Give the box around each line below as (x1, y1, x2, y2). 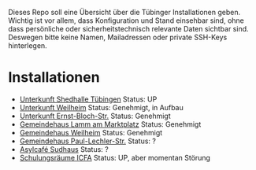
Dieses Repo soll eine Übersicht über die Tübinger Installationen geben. (8, 8, 241, 17)
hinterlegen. (8, 41, 47, 50)
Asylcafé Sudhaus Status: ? (19, 144, 109, 153)
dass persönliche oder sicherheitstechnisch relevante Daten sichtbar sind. (8, 24, 250, 33)
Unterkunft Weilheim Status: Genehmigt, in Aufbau (19, 102, 184, 112)
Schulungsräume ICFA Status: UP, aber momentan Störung (19, 153, 211, 162)
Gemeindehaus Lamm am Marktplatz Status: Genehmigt (19, 119, 202, 129)
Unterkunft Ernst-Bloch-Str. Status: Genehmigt (19, 111, 171, 120)
